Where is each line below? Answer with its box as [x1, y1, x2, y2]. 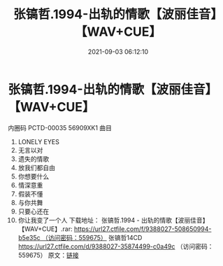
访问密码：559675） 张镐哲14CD [48, 233, 143, 241]
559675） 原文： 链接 [17, 251, 79, 259]
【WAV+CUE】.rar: [17, 225, 73, 233]
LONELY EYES [17, 137, 60, 146]
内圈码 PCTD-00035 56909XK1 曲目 [8, 123, 113, 132]
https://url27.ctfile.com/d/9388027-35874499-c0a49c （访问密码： [17, 242, 214, 251]
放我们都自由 [17, 163, 55, 171]
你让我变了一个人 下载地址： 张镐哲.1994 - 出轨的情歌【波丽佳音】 [17, 216, 209, 224]
